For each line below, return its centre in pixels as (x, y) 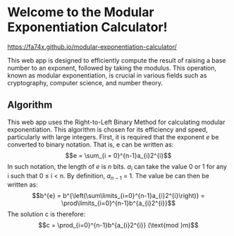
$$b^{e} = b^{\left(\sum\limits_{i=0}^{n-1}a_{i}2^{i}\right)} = (118, 196)
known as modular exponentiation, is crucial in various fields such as (107, 75)
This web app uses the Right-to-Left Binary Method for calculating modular (116, 122)
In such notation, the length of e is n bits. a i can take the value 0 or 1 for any (117, 167)
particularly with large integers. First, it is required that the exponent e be (113, 137)
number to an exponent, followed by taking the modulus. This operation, (112, 68)
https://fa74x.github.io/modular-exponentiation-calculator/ (92, 46)
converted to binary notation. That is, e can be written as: (91, 144)
